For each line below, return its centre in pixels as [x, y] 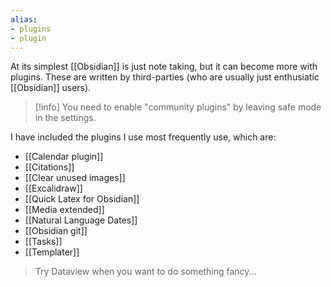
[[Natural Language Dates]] [81, 220]
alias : [24, 19]
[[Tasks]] [43, 242]
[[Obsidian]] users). [51, 88]
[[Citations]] [49, 167]
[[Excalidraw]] [53, 188]
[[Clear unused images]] [75, 178]
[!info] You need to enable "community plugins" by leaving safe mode [178, 107]
